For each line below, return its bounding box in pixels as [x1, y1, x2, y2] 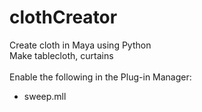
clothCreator [9, 6, 118, 29]
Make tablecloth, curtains [9, 49, 114, 61]
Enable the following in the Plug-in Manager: [9, 71, 192, 83]
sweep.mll [23, 90, 67, 102]
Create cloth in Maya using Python [9, 39, 152, 51]
